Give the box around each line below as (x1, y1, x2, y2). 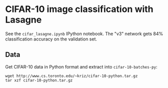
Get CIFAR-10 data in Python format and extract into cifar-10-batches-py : (5, 63, 158, 69)
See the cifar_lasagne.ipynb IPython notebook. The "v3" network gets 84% (5, 30, 163, 36)
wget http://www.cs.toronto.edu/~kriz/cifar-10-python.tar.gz (5, 73, 138, 78)
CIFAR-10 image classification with (5, 3, 154, 15)
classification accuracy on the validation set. (5, 36, 97, 42)
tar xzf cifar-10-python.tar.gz (5, 77, 73, 83)
